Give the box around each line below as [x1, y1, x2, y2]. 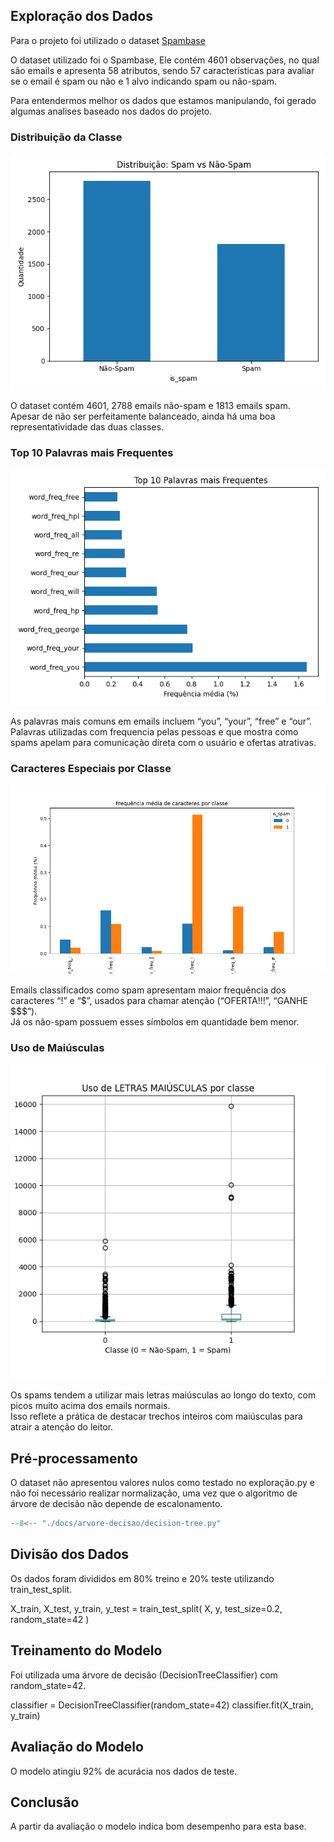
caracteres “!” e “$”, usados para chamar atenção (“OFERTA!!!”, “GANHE [10, 995, 308, 1007]
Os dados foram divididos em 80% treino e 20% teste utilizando [10, 1572, 275, 1584]
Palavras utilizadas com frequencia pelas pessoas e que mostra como [10, 726, 299, 738]
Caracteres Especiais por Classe [10, 762, 172, 776]
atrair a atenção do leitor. [10, 1421, 114, 1433]
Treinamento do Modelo [10, 1642, 163, 1659]
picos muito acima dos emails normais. [10, 1400, 171, 1412]
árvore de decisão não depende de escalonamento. [10, 1498, 223, 1510]
